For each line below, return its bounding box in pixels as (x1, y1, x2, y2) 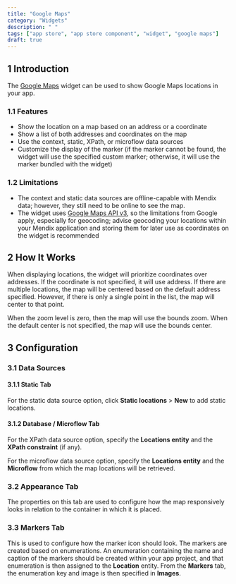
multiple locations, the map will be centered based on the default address (7, 285, 221, 293)
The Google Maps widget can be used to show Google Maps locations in (7, 81, 218, 90)
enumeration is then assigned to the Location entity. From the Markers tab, (7, 561, 227, 570)
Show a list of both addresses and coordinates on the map (17, 130, 187, 138)
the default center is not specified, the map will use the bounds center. (7, 322, 213, 330)
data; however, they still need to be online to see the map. (17, 201, 185, 209)
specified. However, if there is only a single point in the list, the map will (7, 293, 215, 301)
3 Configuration (7, 341, 79, 353)
